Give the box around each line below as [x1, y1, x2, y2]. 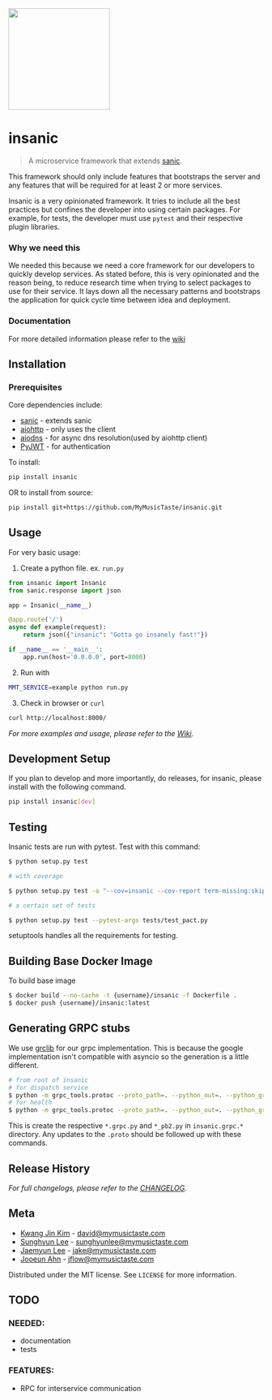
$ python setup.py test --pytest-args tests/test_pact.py [8, 916, 208, 924]
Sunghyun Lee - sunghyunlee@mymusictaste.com [19, 1237, 189, 1247]
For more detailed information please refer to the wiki [8, 334, 186, 343]
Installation [8, 357, 66, 371]
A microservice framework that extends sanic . [28, 156, 182, 166]
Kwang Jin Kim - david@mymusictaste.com [19, 1228, 166, 1238]
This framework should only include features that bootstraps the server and [8, 171, 261, 181]
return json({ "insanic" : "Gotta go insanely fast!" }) [23, 631, 208, 640]
